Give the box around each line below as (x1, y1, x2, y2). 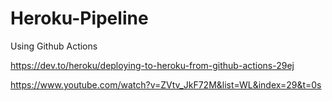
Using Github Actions (10, 40, 98, 52)
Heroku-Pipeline (10, 7, 149, 30)
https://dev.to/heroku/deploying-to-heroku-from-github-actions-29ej (10, 59, 295, 71)
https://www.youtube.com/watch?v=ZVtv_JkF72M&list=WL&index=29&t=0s (10, 78, 322, 91)
